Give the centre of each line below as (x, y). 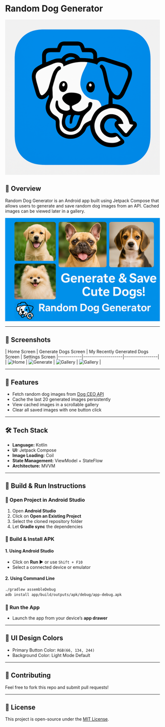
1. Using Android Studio (29, 551)
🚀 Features (22, 382)
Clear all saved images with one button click (57, 410)
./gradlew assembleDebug (30, 589)
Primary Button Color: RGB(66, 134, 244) (53, 650)
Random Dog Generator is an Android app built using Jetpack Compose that (82, 201)
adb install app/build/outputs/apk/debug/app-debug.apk (63, 594)
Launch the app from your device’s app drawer (60, 618)
